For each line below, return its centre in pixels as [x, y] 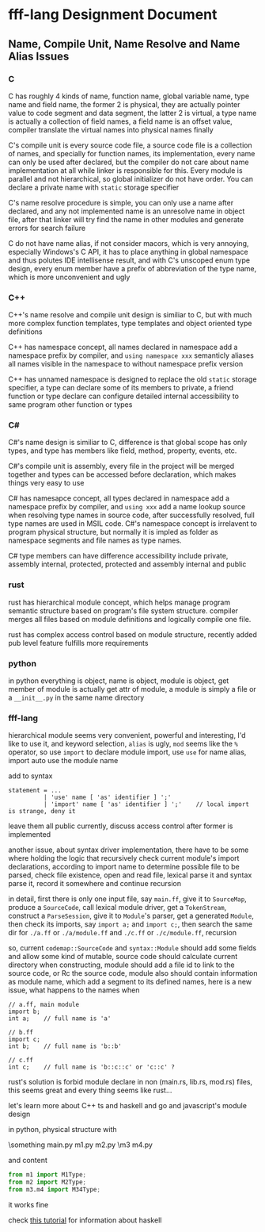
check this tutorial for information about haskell [85, 1220]
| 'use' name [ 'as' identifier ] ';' [107, 798]
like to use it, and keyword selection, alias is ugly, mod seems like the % [123, 744]
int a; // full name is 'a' [60, 1019]
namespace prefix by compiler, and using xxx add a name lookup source [127, 507]
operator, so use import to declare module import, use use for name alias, [127, 752]
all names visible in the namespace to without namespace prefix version [126, 364]
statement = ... [35, 791]
